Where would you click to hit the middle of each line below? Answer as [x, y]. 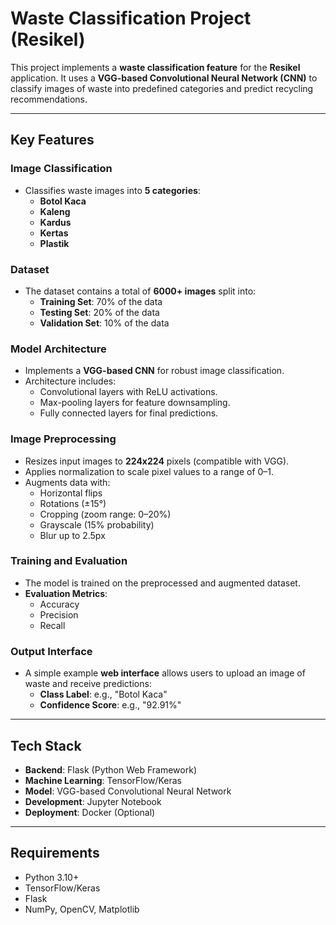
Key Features [52, 140]
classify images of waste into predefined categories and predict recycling [162, 88]
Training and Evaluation [69, 561]
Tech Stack [46, 745]
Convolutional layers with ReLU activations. [128, 392]
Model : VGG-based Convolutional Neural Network [128, 791]
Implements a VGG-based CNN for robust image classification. [154, 371]
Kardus [55, 222]
